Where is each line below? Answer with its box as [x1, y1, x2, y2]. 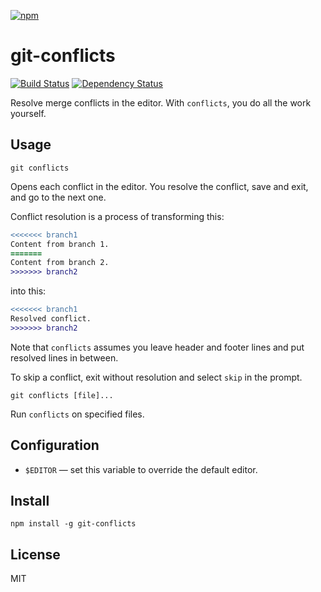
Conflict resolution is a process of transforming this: [10, 210, 225, 222]
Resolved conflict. [10, 314, 92, 324]
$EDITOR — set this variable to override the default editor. [24, 463, 258, 475]
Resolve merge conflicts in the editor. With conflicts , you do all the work [10, 96, 312, 109]
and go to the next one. [10, 191, 107, 203]
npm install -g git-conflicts [10, 519, 137, 529]
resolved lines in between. [10, 351, 119, 364]
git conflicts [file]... [10, 390, 114, 400]
